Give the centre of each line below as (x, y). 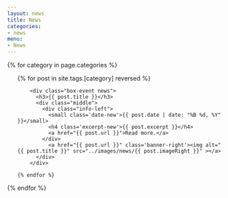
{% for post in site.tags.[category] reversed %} (84, 78)
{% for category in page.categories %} (62, 65)
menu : (15, 39)
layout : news (26, 13)
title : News (24, 20)
